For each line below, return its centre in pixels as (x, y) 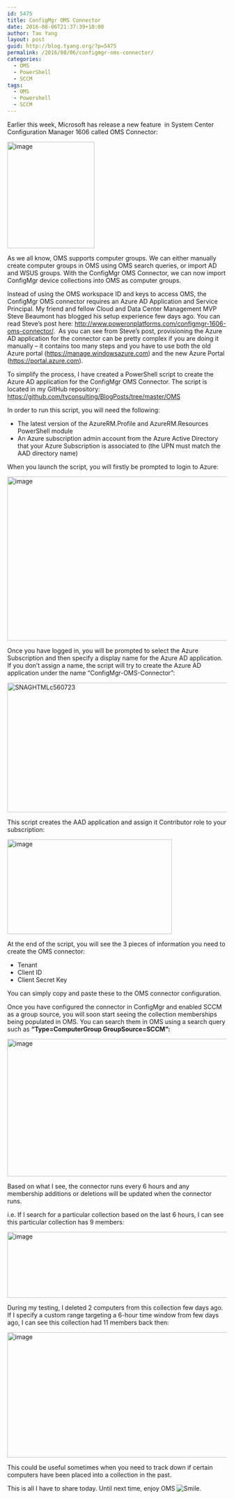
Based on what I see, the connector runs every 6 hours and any (98, 1186)
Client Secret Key (42, 979)
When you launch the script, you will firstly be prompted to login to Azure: (113, 467)
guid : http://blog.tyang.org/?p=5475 (62, 46)
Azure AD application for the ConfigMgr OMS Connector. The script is (107, 381)
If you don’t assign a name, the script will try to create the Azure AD (104, 665)
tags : (15, 85)
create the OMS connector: (46, 951)
